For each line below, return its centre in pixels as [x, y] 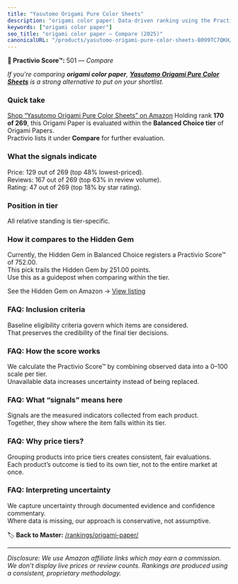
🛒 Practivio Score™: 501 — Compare [61, 60]
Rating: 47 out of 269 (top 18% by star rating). [74, 187]
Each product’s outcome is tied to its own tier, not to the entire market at [112, 464]
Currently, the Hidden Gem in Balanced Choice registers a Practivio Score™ [117, 255]
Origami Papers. [31, 131]
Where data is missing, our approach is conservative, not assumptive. [109, 520]
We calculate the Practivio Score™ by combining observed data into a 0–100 [118, 366]
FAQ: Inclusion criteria [46, 309]
